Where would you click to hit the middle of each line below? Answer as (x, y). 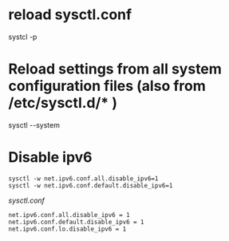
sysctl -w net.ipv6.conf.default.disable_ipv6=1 (91, 185)
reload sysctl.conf (70, 15)
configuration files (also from (107, 86)
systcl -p (23, 37)
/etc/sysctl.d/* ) (63, 103)
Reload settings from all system (115, 69)
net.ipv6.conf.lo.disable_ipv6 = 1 (67, 229)
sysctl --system (34, 124)
